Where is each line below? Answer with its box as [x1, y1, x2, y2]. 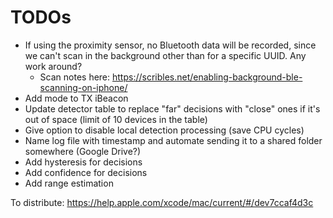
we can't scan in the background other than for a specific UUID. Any [24, 49, 307, 61]
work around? [24, 60, 83, 72]
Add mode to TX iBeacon [24, 92, 129, 104]
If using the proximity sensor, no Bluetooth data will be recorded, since [24, 39, 317, 51]
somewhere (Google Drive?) [24, 145, 142, 157]
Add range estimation [24, 177, 114, 189]
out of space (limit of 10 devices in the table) [24, 113, 208, 125]
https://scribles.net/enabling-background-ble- [112, 71, 303, 83]
